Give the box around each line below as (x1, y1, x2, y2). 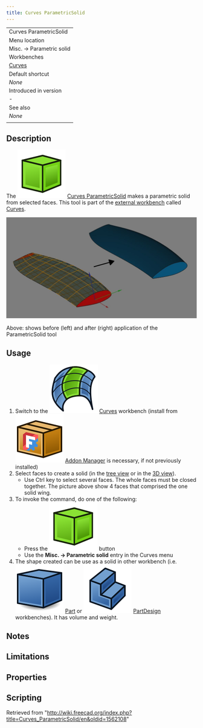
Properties (6, 672, 47, 683)
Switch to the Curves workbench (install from (14, 407, 178, 414)
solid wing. (24, 489, 51, 496)
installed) (14, 463, 38, 470)
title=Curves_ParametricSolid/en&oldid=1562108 (6, 715, 127, 723)
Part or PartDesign (65, 607, 161, 614)
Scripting (6, 693, 42, 703)
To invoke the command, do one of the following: (14, 495, 137, 502)
